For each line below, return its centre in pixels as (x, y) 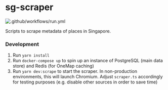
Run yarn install (31, 55)
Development (22, 44)
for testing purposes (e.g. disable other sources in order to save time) (85, 82)
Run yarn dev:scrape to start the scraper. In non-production (75, 71)
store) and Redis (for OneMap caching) (53, 66)
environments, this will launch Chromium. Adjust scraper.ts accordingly (88, 77)
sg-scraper (29, 7)
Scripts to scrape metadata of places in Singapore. (58, 31)
